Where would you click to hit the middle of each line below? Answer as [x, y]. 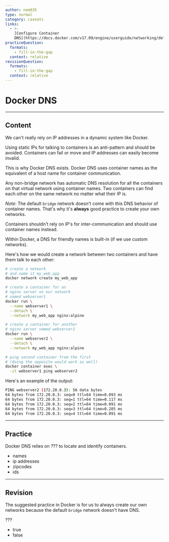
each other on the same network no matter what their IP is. [66, 194]
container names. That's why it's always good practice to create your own [82, 209]
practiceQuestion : [24, 43]
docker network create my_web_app [41, 278]
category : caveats [24, 19]
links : [12, 24]
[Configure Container [37, 33]
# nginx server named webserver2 [40, 329]
